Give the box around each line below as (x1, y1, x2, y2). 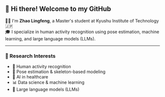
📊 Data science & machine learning (12, 79, 85, 85)
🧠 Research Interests (5, 52, 55, 59)
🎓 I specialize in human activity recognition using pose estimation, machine (5, 29, 160, 35)
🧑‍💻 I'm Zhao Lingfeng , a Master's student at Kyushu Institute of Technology (5, 18, 159, 23)
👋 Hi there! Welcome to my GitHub (5, 5, 111, 13)
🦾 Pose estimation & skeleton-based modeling (12, 69, 106, 75)
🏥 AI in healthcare (12, 74, 48, 80)
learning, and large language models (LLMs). (5, 36, 96, 41)
